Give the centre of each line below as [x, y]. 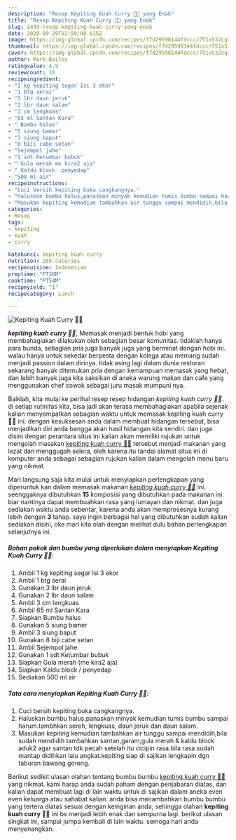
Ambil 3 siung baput [47, 632]
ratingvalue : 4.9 [33, 66]
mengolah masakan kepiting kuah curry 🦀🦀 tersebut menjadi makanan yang [117, 444]
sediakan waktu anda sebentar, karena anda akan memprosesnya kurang [113, 510]
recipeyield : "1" [33, 287]
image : [18, 40]
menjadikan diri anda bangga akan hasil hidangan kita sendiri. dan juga [110, 429]
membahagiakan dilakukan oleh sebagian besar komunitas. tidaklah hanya [115, 341]
